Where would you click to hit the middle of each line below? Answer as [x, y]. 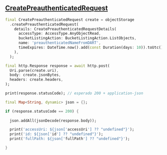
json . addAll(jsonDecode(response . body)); [53, 121]
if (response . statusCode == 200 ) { [42, 111]
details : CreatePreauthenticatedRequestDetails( [65, 29]
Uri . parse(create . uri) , [34, 70]
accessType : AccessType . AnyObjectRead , [59, 34]
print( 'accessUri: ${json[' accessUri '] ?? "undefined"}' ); [72, 130]
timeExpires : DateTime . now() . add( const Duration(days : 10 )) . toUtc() [91, 48]
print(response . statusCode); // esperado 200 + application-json [74, 93]
